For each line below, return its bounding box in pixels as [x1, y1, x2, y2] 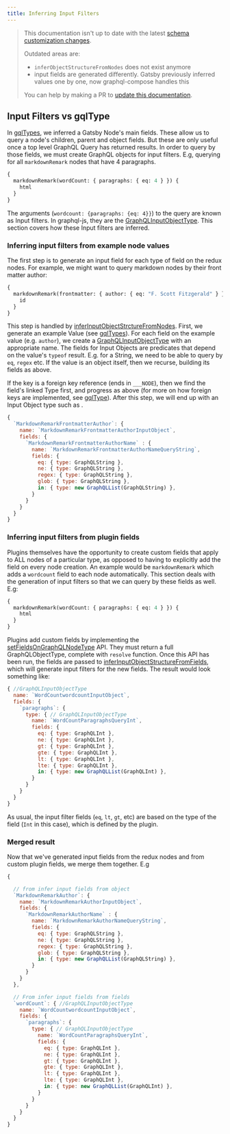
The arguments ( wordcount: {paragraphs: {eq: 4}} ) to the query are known [7, 209, 221, 217]
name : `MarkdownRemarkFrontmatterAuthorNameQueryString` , [31, 446, 201, 453]
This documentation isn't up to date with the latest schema [23, 29, 190, 37]
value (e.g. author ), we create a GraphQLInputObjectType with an [7, 337, 192, 345]
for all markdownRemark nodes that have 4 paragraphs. [7, 158, 156, 166]
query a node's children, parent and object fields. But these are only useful [7, 136, 218, 144]
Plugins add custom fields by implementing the [7, 636, 140, 644]
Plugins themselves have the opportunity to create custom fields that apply [7, 548, 219, 556]
